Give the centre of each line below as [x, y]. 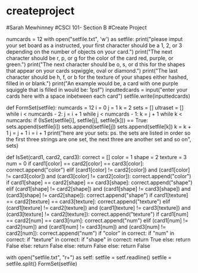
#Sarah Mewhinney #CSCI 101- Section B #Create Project [76, 27]
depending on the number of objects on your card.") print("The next [89, 51]
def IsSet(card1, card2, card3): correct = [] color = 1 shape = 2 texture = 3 [97, 157]
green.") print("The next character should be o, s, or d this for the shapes [96, 64]
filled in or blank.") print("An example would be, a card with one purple [92, 83]
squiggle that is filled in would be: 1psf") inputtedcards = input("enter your [97, 89]
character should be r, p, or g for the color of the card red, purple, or [90, 58]
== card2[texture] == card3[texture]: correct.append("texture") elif [88, 201]
